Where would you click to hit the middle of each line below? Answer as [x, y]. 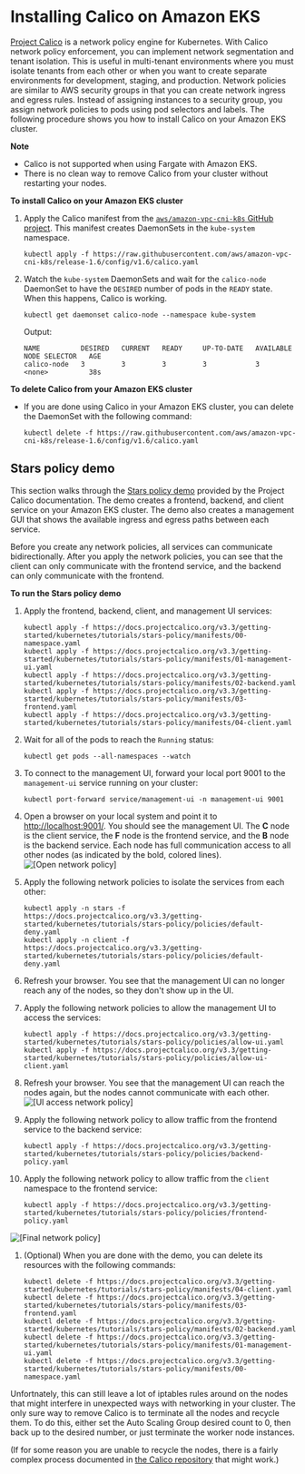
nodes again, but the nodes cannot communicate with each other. [147, 1092]
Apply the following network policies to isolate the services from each [154, 881]
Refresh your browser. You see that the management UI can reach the [154, 1083]
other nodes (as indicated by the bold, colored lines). [122, 854]
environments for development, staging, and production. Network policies [148, 80]
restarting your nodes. [65, 182]
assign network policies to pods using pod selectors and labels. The [138, 109]
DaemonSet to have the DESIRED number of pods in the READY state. [148, 289]
